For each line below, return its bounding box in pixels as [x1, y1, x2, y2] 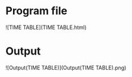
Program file [5, 4, 67, 18]
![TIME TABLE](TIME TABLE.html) [5, 24, 87, 31]
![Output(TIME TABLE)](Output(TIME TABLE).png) [5, 64, 127, 71]
